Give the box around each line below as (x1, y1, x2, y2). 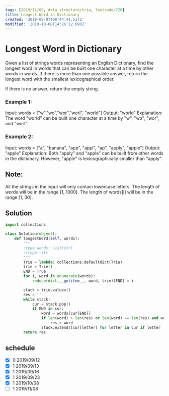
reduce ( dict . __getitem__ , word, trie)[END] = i (32, 278, 134, 283)
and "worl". (5, 121, 29, 127)
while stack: (23, 296, 51, 302)
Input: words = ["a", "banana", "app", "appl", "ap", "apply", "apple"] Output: (5, 144, 161, 151)
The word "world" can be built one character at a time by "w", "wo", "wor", (5, 115, 159, 121)
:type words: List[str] (23, 245, 73, 251)
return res (23, 329, 46, 335)
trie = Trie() (23, 264, 53, 269)
